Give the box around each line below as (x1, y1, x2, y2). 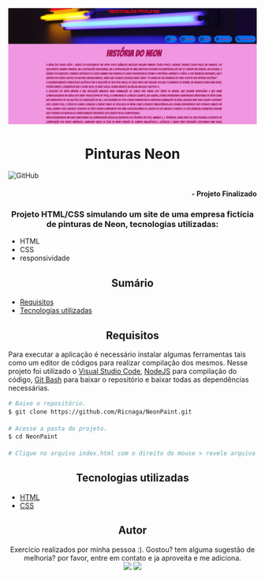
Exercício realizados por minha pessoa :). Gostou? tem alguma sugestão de (10, 545, 255, 554)
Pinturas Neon (84, 145, 181, 163)
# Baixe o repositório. (8, 399, 87, 407)
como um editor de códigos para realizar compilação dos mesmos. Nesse (8, 357, 248, 367)
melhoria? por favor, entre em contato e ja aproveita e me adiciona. (23, 553, 242, 562)
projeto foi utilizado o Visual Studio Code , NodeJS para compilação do (8, 366, 237, 376)
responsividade (19, 253, 70, 263)
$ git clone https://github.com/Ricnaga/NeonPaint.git (8, 407, 192, 416)
